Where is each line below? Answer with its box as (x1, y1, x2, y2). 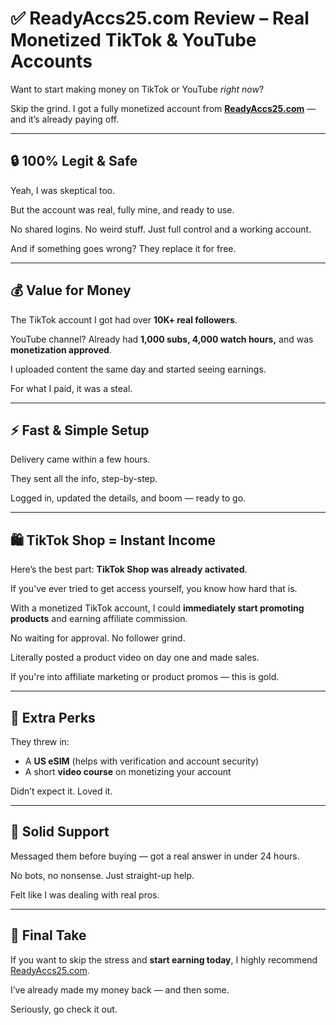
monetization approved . (10, 343, 112, 356)
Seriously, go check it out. (10, 1003, 118, 1015)
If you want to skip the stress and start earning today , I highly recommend (10, 953, 318, 966)
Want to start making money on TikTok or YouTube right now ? (10, 83, 265, 95)
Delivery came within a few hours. (10, 453, 151, 466)
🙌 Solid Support (10, 823, 110, 841)
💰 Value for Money (10, 282, 132, 299)
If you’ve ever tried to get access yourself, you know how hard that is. (10, 583, 298, 595)
